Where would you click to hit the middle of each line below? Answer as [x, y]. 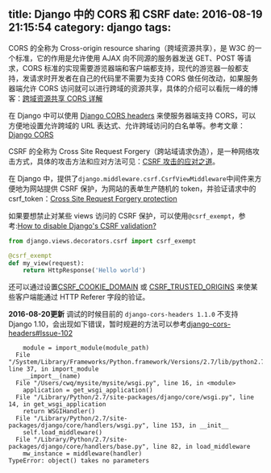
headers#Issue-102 [41, 334]
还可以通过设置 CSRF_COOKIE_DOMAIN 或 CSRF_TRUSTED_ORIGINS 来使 [130, 287]
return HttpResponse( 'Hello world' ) [85, 271]
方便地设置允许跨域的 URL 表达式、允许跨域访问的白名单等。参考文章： [127, 125]
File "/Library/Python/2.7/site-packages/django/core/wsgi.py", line [135, 397]
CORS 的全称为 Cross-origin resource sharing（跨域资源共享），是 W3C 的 [132, 48]
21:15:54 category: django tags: [90, 28]
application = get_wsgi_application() [88, 390]
